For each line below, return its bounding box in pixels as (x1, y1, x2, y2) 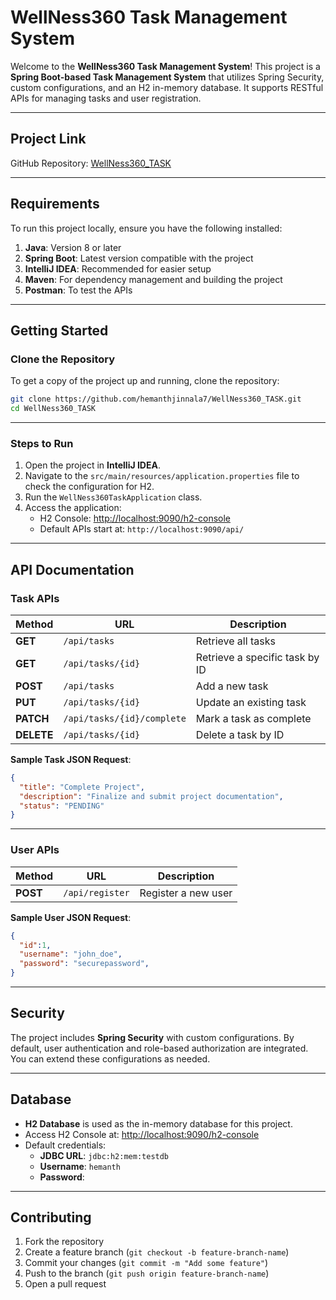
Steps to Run (10, 436, 74, 450)
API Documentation (10, 561, 135, 578)
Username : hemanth (39, 1160, 121, 1172)
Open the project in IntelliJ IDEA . (24, 459, 161, 471)
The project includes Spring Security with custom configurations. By (10, 1031, 295, 1043)
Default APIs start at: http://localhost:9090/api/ (39, 523, 245, 535)
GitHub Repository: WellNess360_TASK (10, 157, 172, 169)
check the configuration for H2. (24, 481, 155, 493)
